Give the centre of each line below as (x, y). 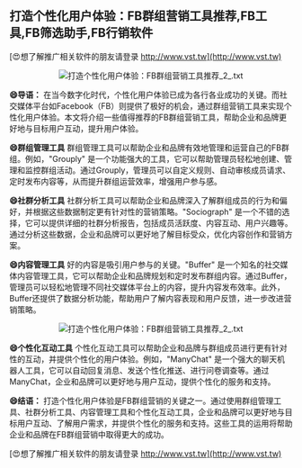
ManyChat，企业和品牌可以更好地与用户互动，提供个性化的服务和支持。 (142, 382)
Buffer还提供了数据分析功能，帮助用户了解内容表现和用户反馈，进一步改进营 (151, 298)
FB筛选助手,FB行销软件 (89, 33)
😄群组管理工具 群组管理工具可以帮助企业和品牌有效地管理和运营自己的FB (145, 148)
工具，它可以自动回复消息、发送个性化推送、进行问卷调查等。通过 (147, 370)
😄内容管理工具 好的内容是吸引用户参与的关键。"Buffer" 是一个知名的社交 (145, 265)
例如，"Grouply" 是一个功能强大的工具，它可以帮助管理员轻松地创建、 (155, 158)
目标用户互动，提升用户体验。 (88, 128)
